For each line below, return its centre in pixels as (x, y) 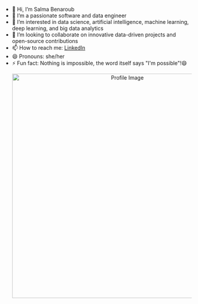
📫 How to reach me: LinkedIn (48, 48)
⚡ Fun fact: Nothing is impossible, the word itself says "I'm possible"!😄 (99, 63)
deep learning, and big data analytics (57, 28)
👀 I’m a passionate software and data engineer (69, 16)
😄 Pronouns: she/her (38, 56)
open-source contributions (45, 41)
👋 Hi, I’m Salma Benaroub (43, 9)
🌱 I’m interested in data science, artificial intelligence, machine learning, (100, 22)
